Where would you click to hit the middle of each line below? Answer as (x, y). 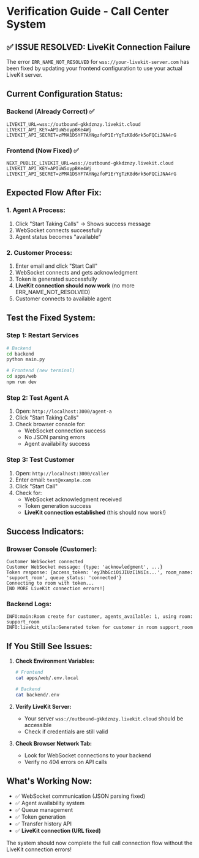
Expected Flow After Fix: (54, 193)
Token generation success (58, 505)
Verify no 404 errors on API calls (66, 762)
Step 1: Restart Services (43, 335)
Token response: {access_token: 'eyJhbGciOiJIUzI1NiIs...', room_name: (99, 572)
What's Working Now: (49, 781)
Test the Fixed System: (51, 318)
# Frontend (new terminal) (41, 371)
